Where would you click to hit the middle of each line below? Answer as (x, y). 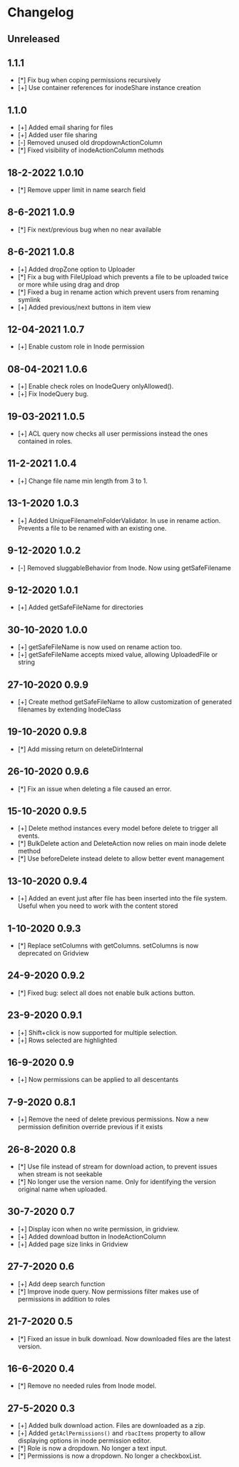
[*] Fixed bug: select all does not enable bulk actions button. (106, 993)
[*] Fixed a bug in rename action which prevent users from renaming (118, 292)
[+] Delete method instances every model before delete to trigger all (118, 828)
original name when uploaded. (62, 1189)
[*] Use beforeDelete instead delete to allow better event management (121, 858)
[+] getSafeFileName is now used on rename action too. (100, 647)
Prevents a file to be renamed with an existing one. (92, 528)
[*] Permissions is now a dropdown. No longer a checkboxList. (110, 1456)
